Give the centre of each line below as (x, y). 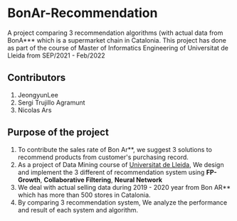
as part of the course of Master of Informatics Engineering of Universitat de (118, 48)
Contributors (37, 78)
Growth (29, 180)
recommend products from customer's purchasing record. (103, 157)
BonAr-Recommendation (83, 13)
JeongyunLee (38, 95)
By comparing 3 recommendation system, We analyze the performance (122, 202)
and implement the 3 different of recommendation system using (111, 172)
